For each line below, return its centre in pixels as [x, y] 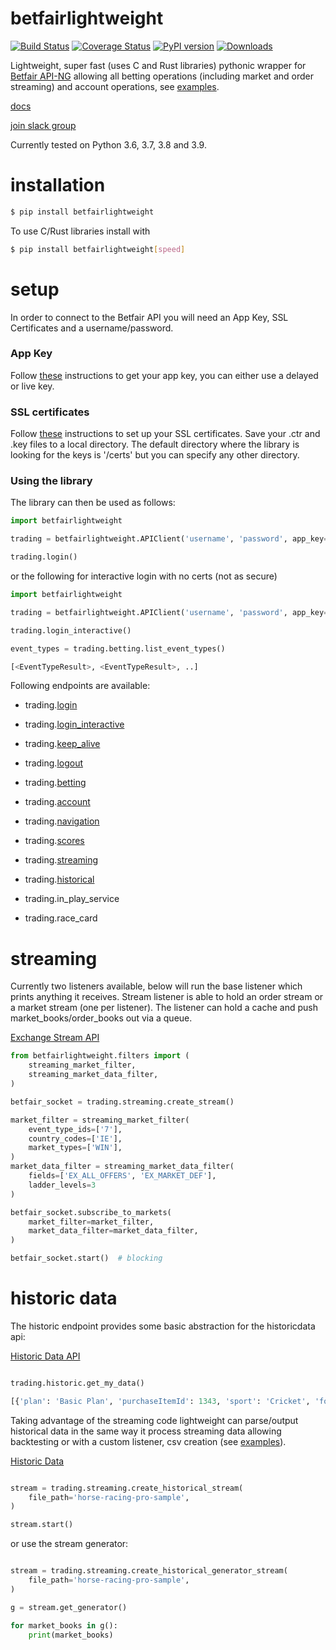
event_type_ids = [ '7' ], [75, 1129]
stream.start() [42, 1525]
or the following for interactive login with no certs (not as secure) [144, 576]
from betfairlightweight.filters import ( [100, 1056]
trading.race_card [61, 918]
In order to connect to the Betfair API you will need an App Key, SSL [149, 317]
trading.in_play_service [72, 899]
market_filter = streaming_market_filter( [100, 1120]
